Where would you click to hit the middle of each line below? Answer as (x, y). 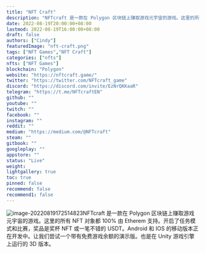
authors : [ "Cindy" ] (31, 41)
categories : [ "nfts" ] (34, 58)
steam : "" (19, 138)
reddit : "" (20, 126)
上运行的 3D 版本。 (30, 244)
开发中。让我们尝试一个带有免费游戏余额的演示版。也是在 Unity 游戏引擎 (103, 236)
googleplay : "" (26, 149)
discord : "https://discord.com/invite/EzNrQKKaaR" (72, 87)
